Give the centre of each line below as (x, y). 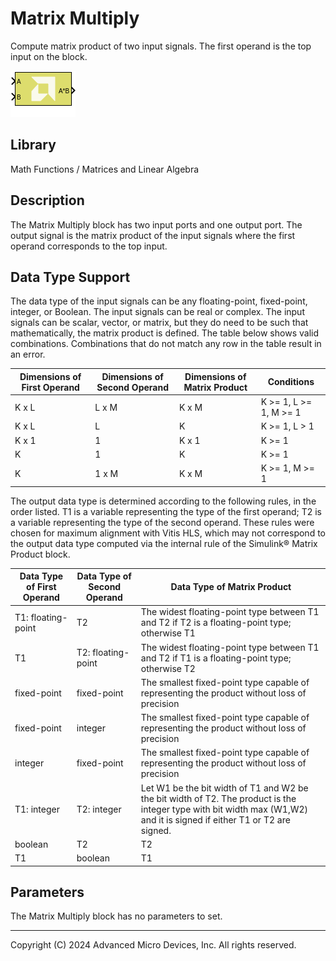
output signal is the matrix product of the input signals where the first (153, 235)
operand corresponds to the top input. (89, 246)
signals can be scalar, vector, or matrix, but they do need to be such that (159, 323)
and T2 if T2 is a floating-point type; (216, 623)
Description (47, 200)
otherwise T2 (168, 668)
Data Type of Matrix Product (231, 587)
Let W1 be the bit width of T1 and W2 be (224, 788)
